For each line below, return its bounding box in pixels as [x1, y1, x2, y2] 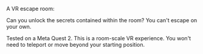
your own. [6, 23, 32, 30]
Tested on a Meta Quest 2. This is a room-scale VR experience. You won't [6, 35, 191, 41]
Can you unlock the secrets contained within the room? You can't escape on [6, 17, 198, 23]
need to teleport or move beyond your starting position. [6, 41, 145, 48]
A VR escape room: [6, 5, 55, 12]
